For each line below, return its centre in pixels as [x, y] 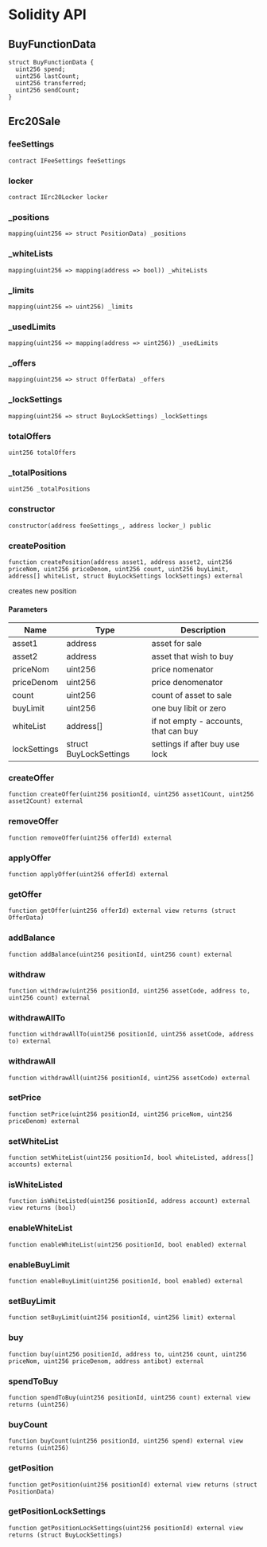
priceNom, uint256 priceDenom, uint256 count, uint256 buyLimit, [118, 569]
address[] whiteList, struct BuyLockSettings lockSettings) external [126, 576]
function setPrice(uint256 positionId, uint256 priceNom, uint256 [120, 1114]
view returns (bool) [43, 1208]
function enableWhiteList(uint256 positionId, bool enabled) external [128, 1244]
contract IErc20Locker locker [58, 197]
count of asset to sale [192, 695]
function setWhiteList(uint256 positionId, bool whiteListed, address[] [131, 1158]
